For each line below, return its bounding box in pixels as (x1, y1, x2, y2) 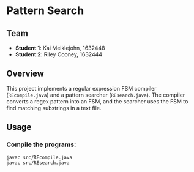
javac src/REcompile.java (6, 154, 72, 160)
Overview (6, 69, 45, 79)
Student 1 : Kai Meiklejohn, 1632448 (15, 44, 105, 51)
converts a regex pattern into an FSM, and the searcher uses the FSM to (6, 97, 188, 105)
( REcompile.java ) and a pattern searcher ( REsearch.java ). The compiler (6, 91, 185, 99)
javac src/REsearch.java (6, 160, 70, 166)
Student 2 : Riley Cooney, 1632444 (15, 51, 103, 58)
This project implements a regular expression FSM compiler (6, 84, 157, 92)
